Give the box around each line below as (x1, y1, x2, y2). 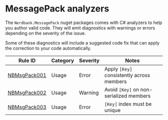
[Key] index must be (104, 100, 152, 107)
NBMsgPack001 (7, 71, 46, 78)
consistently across (104, 71, 150, 78)
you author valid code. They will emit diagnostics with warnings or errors (5, 24, 155, 30)
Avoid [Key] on (104, 86, 139, 93)
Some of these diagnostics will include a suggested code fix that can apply (5, 39, 160, 45)
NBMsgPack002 (7, 89, 46, 96)
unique (104, 106, 121, 113)
